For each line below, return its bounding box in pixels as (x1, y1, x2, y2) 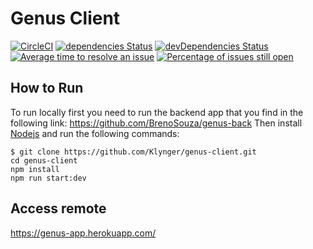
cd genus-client (10, 155, 78, 166)
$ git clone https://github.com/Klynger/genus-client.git (10, 147, 257, 157)
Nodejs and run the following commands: (10, 127, 180, 139)
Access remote (10, 200, 107, 217)
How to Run (10, 80, 84, 97)
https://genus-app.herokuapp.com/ (10, 227, 157, 239)
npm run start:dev (10, 173, 87, 183)
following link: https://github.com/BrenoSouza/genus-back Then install (10, 117, 303, 129)
